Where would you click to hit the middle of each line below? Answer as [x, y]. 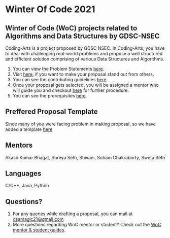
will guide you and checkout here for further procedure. [71, 90]
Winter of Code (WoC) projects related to [71, 28]
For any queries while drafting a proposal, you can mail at [73, 214]
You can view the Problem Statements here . [58, 69]
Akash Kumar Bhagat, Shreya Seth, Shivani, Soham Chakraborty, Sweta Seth [85, 157]
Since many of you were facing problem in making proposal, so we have [81, 124]
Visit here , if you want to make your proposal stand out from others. [83, 74]
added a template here [29, 129]
